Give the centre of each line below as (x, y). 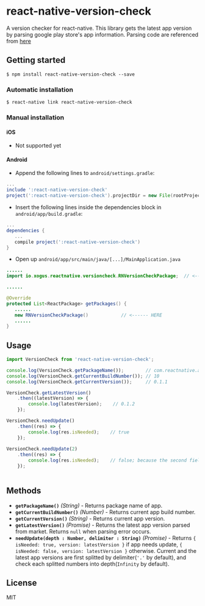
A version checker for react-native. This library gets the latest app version (99, 28)
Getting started (36, 60)
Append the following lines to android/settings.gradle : (85, 173)
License (22, 583)
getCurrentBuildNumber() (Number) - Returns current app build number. (105, 512)
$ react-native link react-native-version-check (69, 102)
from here (19, 41)
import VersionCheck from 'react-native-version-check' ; (80, 360)
